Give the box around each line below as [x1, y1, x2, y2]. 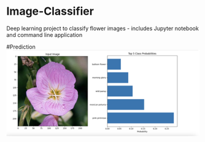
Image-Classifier [6, 4, 94, 18]
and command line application [6, 31, 83, 38]
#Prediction [6, 43, 36, 50]
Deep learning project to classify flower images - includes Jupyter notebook [6, 25, 199, 32]
